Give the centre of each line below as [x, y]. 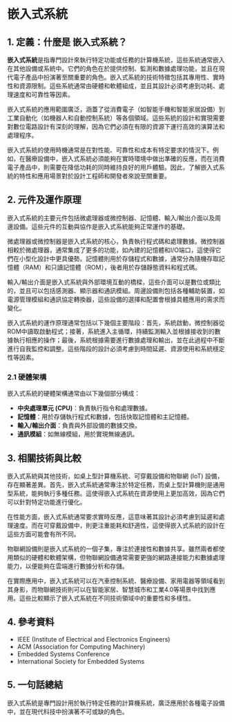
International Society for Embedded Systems [81, 661]
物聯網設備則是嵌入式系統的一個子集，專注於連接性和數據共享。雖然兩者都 [113, 549]
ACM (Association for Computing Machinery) [81, 646]
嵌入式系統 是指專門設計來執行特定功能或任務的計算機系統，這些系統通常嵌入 [116, 60]
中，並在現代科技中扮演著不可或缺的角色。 [68, 712]
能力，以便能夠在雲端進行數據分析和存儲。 [68, 566]
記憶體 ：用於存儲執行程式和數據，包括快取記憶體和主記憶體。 [105, 417]
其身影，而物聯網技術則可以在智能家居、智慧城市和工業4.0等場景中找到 [109, 589]
